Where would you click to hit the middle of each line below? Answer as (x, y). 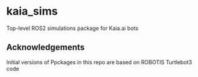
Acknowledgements (46, 47)
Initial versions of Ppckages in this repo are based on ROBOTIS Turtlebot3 (99, 62)
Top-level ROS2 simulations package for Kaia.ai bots (72, 28)
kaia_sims (32, 11)
